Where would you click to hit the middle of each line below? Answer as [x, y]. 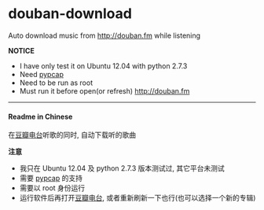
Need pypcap [42, 74]
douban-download [70, 14]
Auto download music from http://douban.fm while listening [104, 35]
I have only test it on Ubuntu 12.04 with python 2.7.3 [103, 66]
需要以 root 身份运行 [52, 188]
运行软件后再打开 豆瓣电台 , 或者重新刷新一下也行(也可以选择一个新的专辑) [137, 198]
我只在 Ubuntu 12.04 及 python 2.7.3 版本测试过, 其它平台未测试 [122, 168]
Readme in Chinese [40, 116]
